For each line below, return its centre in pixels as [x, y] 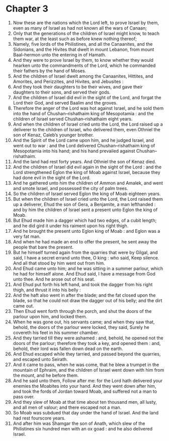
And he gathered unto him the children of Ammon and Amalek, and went [88, 183]
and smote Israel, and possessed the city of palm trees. [70, 188]
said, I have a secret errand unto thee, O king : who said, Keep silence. [86, 257]
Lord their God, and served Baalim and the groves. [65, 103]
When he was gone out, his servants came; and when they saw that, [84, 322]
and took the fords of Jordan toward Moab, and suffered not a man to [85, 391]
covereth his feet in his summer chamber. [56, 332]
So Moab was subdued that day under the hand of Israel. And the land [86, 412]
